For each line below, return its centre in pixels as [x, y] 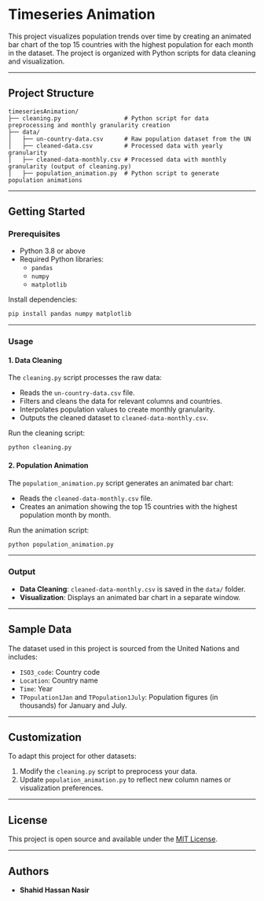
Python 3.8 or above [52, 251]
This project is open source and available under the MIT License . [113, 839]
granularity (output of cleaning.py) [70, 167]
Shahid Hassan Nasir [55, 890]
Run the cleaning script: [46, 433]
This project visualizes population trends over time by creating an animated [130, 36]
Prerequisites [34, 234]
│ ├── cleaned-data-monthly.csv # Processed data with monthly [117, 159]
